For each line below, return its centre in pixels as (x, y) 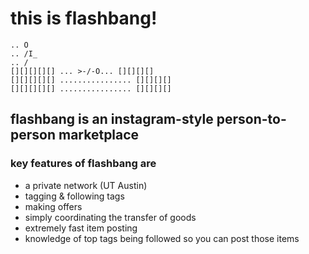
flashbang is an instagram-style (112, 119)
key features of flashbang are (83, 164)
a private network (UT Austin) (86, 185)
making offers (53, 206)
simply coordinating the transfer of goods (110, 217)
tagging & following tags (74, 196)
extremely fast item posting (81, 228)
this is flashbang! (84, 18)
